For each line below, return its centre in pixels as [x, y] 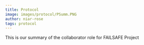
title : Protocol [22, 10]
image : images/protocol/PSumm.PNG [41, 14]
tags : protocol [21, 23]
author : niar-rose [24, 19]
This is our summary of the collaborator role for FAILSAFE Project [72, 38]
